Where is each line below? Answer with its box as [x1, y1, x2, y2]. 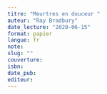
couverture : [7, 57, 43, 64]
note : [7, 43, 24, 50]
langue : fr [7, 37, 40, 44]
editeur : [7, 76, 34, 83]
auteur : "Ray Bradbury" [7, 17, 78, 24]
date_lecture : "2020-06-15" [7, 23, 91, 30]
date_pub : [7, 69, 37, 76]
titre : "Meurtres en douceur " [7, 10, 101, 18]
